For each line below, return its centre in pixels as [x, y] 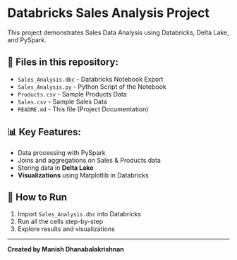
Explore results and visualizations [66, 229]
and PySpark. [27, 39]
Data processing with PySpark [61, 152]
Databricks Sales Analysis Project [109, 13]
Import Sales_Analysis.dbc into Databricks [79, 214]
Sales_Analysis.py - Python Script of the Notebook [92, 87]
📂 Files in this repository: [63, 62]
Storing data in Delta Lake [55, 168]
